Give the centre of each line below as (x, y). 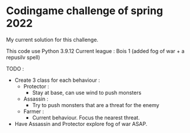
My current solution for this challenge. (52, 39)
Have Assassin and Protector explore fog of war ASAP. (81, 124)
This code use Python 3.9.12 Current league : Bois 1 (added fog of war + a (95, 51)
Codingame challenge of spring (85, 11)
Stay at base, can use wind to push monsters (87, 92)
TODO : (15, 68)
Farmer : (34, 111)
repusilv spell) (23, 57)
